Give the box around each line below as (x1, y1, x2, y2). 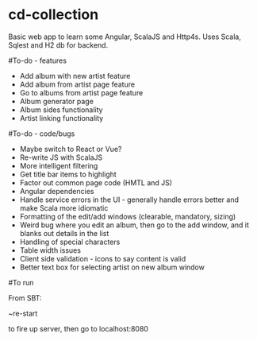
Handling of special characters (19, 237, 121, 246)
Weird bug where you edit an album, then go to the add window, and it (19, 220, 250, 230)
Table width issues (19, 245, 82, 255)
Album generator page (19, 96, 94, 106)
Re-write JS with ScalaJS (19, 153, 103, 162)
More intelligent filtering (19, 161, 98, 170)
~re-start (8, 308, 38, 318)
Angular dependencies (19, 186, 94, 196)
